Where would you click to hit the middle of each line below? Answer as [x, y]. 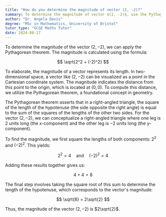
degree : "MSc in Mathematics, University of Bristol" [62, 24]
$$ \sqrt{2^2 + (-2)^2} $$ [83, 62]
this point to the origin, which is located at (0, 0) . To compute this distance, [81, 87]
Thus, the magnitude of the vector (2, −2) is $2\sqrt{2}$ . [62, 209]
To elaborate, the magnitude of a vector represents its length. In [70, 72]
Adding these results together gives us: [45, 165]
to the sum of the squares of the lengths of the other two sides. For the [77, 113]
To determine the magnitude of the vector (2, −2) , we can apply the [73, 47]
